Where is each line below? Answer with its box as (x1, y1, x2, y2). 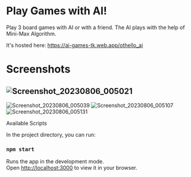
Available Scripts (6, 119, 48, 127)
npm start (6, 146, 35, 153)
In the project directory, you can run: (6, 131, 96, 138)
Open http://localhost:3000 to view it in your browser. (6, 165, 138, 172)
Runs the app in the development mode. (6, 158, 104, 165)
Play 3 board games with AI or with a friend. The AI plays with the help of (6, 24, 186, 31)
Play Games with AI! (6, 4, 107, 18)
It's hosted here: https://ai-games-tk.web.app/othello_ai (6, 42, 143, 49)
